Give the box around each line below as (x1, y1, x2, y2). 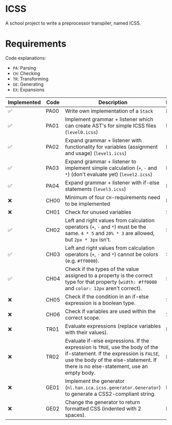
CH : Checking (12, 70, 40, 76)
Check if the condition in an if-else (64, 293, 149, 300)
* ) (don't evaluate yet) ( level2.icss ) (64, 171, 153, 178)
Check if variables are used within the (64, 308, 156, 315)
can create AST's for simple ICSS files (64, 122, 157, 129)
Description (98, 98, 128, 105)
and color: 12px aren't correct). (64, 285, 142, 292)
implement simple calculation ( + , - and (64, 164, 157, 172)
